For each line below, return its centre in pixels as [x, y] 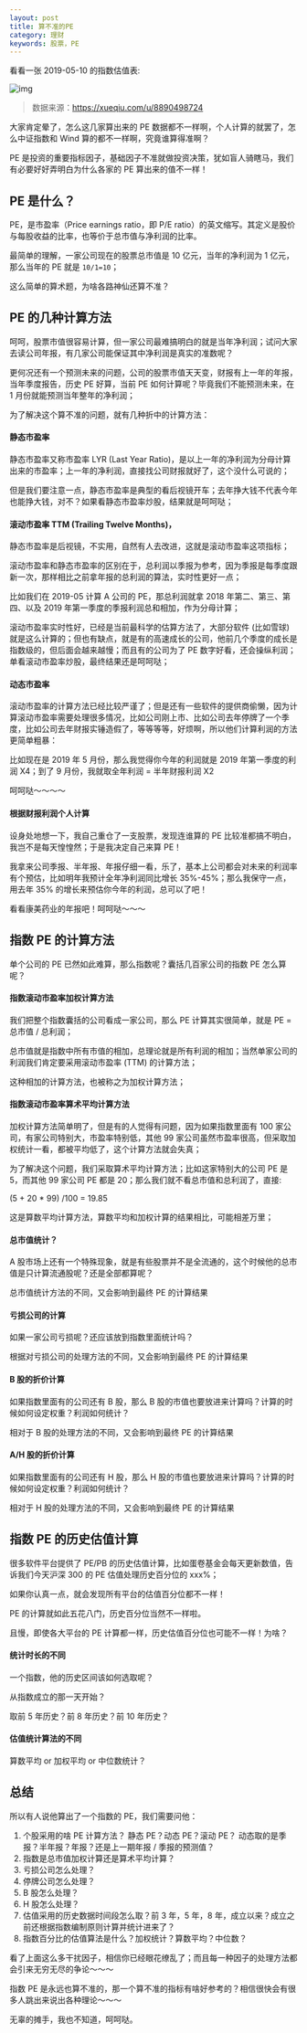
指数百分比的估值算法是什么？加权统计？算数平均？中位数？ [135, 1938]
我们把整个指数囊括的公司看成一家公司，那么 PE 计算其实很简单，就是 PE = [151, 1020]
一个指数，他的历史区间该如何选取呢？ [81, 1677]
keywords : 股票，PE [44, 43]
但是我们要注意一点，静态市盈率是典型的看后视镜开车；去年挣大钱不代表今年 [153, 491]
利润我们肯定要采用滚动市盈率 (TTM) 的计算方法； [104, 1062]
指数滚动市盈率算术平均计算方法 [69, 1104]
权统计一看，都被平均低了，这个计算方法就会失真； [106, 1149]
